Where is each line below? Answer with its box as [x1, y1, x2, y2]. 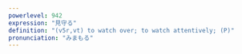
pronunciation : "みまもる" [8, 33, 94, 42]
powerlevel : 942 [8, 11, 63, 20]
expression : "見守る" [8, 19, 77, 27]
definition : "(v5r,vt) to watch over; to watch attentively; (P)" [8, 26, 235, 34]
